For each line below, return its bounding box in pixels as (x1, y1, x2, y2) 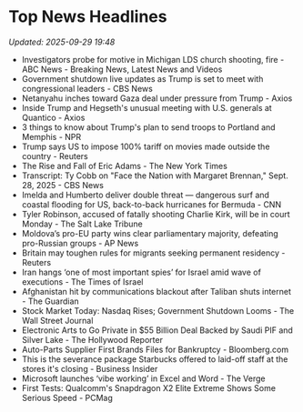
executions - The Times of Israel (21, 276, 144, 287)
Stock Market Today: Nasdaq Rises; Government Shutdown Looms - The (21, 305, 295, 316)
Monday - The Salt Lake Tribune (21, 218, 143, 229)
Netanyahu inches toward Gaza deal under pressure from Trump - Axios (21, 93, 293, 104)
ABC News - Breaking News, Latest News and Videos (21, 64, 223, 75)
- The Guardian (21, 296, 79, 306)
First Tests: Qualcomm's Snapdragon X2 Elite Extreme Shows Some (21, 382, 277, 393)
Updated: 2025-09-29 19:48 (8, 36, 116, 47)
